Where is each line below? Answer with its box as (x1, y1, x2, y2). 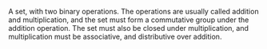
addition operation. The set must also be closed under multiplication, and (8, 24, 249, 32)
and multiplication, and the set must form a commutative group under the (8, 15, 249, 24)
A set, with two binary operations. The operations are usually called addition (8, 7, 259, 16)
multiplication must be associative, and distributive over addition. (8, 32, 222, 41)
